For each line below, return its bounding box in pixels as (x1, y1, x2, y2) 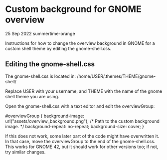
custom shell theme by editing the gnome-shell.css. (5, 45, 112, 51)
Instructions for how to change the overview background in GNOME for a (5, 40, 156, 46)
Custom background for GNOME (5, 3, 142, 15)
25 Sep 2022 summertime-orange (5, 30, 76, 36)
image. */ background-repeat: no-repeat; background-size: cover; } (5, 123, 145, 129)
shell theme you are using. (5, 93, 60, 99)
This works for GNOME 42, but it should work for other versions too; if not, (5, 144, 159, 150)
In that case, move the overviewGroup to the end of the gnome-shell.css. (5, 138, 156, 144)
